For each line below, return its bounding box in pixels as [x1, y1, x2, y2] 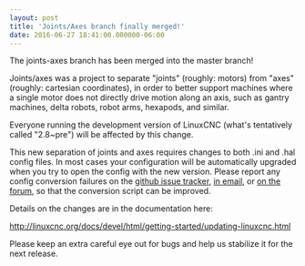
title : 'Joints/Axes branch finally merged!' [9, 22, 185, 31]
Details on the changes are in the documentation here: [9, 203, 214, 214]
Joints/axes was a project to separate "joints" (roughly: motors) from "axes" [9, 73, 294, 84]
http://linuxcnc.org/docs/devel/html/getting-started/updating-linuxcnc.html [9, 220, 291, 232]
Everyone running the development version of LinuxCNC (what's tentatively [9, 119, 293, 130]
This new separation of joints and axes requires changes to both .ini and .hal [9, 147, 296, 158]
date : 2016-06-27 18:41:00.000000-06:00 [9, 30, 166, 39]
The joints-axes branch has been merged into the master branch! [9, 56, 254, 66]
